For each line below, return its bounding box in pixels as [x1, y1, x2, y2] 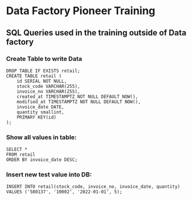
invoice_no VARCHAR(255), [16, 88, 81, 94]
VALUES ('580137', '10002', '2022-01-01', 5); [6, 189, 123, 195]
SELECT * [6, 146, 28, 153]
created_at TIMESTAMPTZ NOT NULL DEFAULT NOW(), [16, 93, 138, 100]
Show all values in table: [6, 133, 77, 141]
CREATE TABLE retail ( [6, 73, 62, 79]
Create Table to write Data [6, 54, 82, 63]
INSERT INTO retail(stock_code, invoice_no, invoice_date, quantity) [6, 184, 181, 190]
